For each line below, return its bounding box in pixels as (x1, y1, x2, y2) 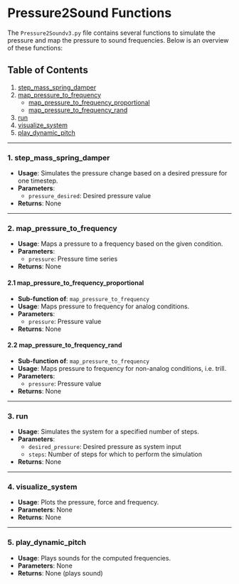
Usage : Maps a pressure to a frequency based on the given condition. (17, 239, 223, 248)
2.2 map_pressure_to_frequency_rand (7, 341, 122, 350)
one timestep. (17, 176, 58, 185)
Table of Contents (7, 64, 89, 76)
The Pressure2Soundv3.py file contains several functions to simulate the (7, 28, 216, 37)
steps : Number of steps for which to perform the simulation (28, 450, 203, 459)
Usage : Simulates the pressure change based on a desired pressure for (17, 169, 228, 178)
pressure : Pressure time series (28, 254, 118, 264)
